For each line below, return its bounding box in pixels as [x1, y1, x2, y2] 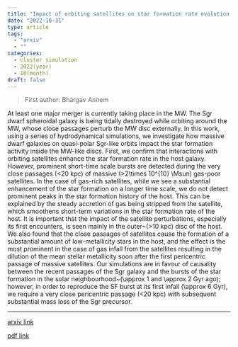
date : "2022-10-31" [7, 17, 65, 24]
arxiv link [7, 318, 34, 326]
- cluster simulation [13, 57, 78, 64]
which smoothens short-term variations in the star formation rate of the [7, 207, 215, 216]
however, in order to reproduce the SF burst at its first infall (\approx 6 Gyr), [7, 283, 228, 291]
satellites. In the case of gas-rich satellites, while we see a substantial [7, 177, 211, 186]
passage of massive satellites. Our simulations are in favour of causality [7, 260, 217, 268]
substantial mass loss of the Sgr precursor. [7, 297, 132, 306]
